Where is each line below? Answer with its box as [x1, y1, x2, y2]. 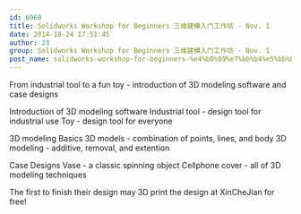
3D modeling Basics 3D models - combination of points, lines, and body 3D [9, 133, 287, 143]
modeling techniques [9, 169, 87, 180]
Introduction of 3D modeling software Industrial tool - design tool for [9, 107, 262, 116]
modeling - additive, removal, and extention [9, 142, 170, 153]
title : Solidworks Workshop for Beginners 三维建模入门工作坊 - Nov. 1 [9, 21, 271, 30]
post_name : [9, 55, 50, 64]
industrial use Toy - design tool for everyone [9, 116, 173, 126]
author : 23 [9, 38, 50, 47]
